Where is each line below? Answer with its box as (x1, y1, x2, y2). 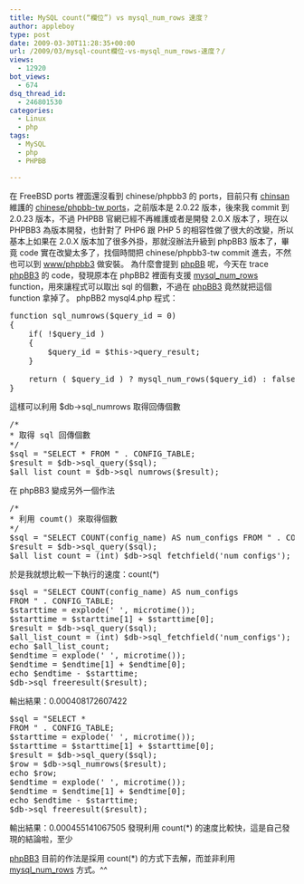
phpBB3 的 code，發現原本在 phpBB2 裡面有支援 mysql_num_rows (9, 269, 259, 281)
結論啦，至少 (24, 833, 73, 844)
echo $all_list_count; (9, 640, 110, 651)
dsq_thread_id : (9, 89, 67, 98)
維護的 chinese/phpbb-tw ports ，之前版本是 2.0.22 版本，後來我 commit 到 (9, 201, 290, 213)
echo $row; (9, 767, 58, 778)
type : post (9, 30, 51, 39)
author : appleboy (9, 22, 75, 31)
